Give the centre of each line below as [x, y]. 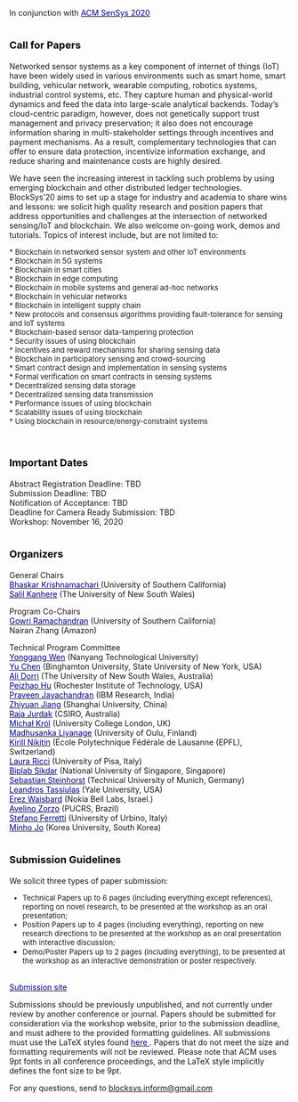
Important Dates [49, 463]
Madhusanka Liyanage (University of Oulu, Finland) [103, 732]
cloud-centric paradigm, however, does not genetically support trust [134, 113]
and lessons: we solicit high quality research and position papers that [136, 206]
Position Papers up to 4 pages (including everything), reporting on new [143, 924]
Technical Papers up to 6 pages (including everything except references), [147, 898]
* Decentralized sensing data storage [72, 385]
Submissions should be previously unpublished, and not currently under [141, 1004]
